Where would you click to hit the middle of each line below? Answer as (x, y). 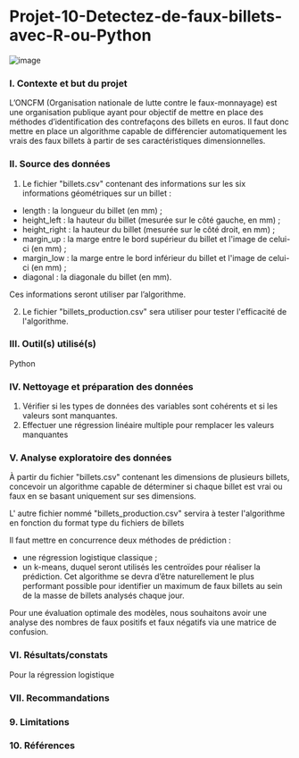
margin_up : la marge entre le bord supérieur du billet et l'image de (145, 239)
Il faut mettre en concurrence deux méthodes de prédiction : (120, 540)
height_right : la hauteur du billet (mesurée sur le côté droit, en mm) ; (148, 229)
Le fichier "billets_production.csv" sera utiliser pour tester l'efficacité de (154, 311)
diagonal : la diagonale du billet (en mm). (97, 277)
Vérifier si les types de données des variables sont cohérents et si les (150, 406)
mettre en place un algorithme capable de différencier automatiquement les (148, 131)
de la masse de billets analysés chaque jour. (103, 595)
